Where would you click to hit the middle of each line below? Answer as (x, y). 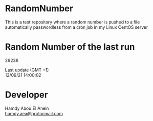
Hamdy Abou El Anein (27, 108)
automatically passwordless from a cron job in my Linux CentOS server (76, 27)
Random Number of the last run (70, 47)
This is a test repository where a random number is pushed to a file (73, 22)
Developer (26, 95)
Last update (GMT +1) (27, 70)
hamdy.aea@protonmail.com (34, 113)
